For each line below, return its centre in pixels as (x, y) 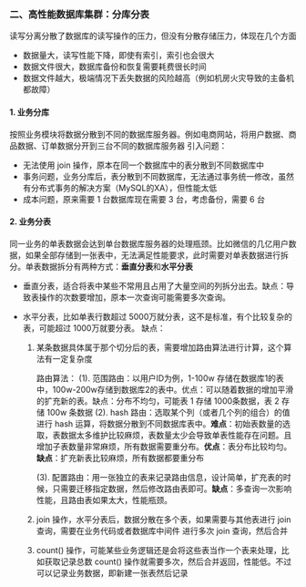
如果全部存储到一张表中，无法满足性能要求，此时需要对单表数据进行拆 (157, 255)
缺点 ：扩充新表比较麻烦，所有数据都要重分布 (120, 458)
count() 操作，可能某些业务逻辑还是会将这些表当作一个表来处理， (159, 550)
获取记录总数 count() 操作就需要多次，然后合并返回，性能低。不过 (168, 561)
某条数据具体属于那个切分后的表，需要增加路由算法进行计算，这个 (160, 347)
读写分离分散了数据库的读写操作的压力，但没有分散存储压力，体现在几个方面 (153, 36)
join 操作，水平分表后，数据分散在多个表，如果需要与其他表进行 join (163, 519)
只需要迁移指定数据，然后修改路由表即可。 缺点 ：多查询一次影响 (172, 489)
